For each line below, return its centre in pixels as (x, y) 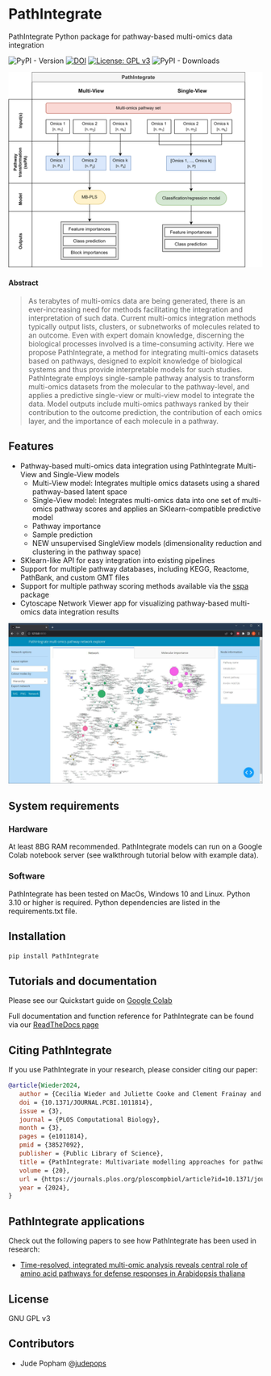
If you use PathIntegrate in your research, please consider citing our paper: (133, 1070)
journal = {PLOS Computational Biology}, (90, 1119)
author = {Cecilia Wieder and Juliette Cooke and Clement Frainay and (140, 1094)
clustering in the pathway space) (86, 552)
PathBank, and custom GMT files (75, 577)
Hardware (28, 829)
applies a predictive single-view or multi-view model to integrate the (142, 395)
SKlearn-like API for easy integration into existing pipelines (117, 560)
